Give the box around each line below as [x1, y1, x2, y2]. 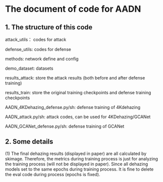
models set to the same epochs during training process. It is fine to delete [5, 166, 154, 172]
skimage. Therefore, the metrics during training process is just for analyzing [5, 156, 158, 161]
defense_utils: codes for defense [5, 47, 71, 52]
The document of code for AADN [5, 3, 141, 15]
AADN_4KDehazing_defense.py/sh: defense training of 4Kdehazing [5, 104, 140, 110]
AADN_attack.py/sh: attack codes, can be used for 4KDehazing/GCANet [5, 114, 151, 120]
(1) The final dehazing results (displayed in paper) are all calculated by [5, 151, 147, 156]
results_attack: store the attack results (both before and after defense [5, 75, 145, 80]
